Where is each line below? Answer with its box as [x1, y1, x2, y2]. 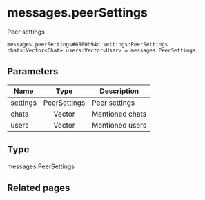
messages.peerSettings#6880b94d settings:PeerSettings [7, 41, 168, 48]
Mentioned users [92, 120, 147, 130]
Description [99, 86, 139, 96]
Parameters [7, 66, 59, 77]
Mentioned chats [92, 109, 147, 119]
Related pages [7, 181, 70, 194]
